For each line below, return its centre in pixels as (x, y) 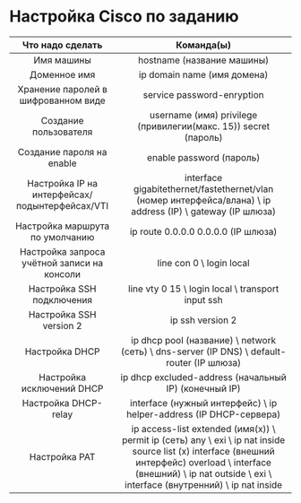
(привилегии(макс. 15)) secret (204, 126)
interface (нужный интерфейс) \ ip (203, 403)
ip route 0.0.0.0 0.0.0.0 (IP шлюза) (203, 231)
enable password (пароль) (203, 157)
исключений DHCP (62, 388)
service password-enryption (203, 94)
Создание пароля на (62, 152)
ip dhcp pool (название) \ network (203, 340)
